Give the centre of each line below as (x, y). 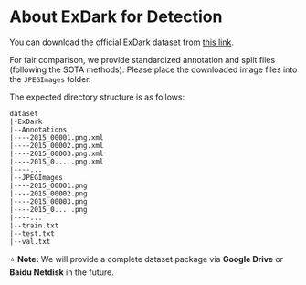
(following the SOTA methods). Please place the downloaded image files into (153, 69)
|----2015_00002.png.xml (57, 145)
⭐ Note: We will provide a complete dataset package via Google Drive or (147, 259)
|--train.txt (34, 226)
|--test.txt (32, 233)
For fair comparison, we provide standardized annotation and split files (142, 59)
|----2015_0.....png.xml (57, 162)
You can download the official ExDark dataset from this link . (122, 42)
